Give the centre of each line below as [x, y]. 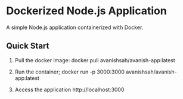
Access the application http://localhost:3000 [69, 90]
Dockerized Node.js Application [86, 11]
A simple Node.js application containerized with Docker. [75, 27]
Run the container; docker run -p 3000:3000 [70, 72]
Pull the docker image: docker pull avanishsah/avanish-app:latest [95, 60]
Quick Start [28, 46]
